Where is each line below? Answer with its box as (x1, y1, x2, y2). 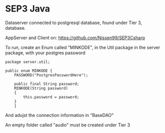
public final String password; (14, 81, 79, 86)
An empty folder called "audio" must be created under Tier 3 (5, 121, 130, 128)
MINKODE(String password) (14, 86, 68, 91)
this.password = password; (23, 94, 79, 99)
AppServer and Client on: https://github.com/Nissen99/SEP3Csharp (5, 35, 145, 41)
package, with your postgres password (5, 50, 86, 56)
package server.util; (5, 59, 50, 64)
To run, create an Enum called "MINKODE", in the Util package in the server (5, 44, 160, 50)
